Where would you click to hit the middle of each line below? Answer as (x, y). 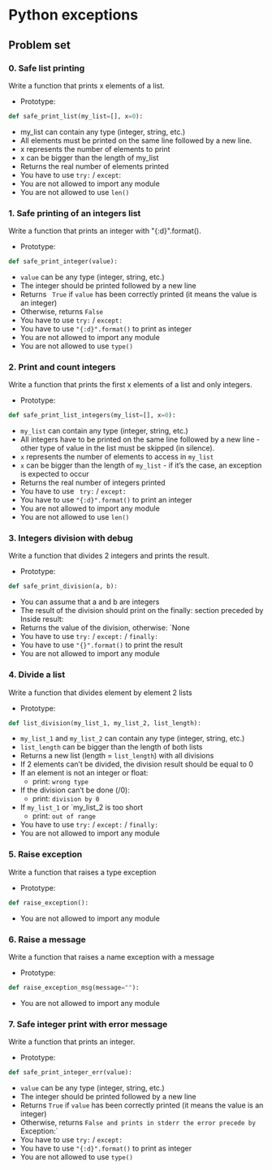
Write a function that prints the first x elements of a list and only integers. (131, 385)
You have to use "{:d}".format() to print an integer (106, 500)
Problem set (40, 45)
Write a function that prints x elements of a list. (86, 85)
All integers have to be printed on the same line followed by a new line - (140, 439)
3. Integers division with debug (71, 538)
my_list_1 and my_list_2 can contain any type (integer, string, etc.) (132, 738)
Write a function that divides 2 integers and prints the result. (109, 556)
